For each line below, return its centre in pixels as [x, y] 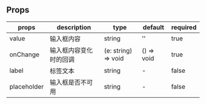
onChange [25, 54]
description [74, 27]
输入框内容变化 [71, 50]
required [184, 27]
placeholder [27, 86]
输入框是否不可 [71, 82]
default [154, 27]
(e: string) [118, 50]
